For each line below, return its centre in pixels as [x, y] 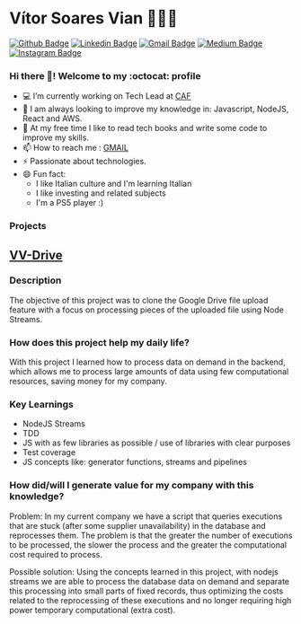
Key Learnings [42, 405]
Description [35, 280]
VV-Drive [36, 255]
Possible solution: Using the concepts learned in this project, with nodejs [144, 571]
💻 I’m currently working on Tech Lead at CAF [106, 96]
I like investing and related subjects [101, 193]
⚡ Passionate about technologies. [84, 162]
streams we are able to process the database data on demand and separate [150, 581]
